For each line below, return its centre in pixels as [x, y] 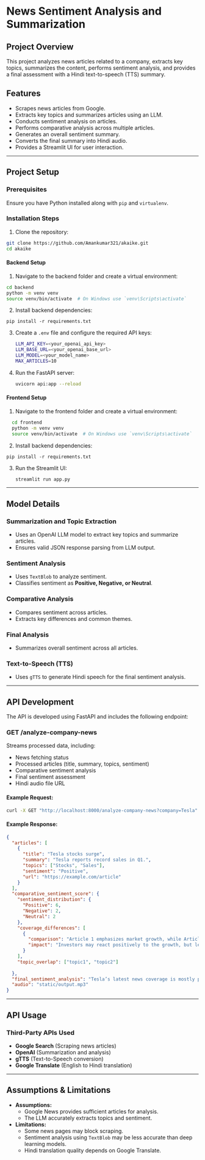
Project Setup [33, 172]
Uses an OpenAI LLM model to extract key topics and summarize [97, 535]
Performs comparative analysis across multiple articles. [85, 128]
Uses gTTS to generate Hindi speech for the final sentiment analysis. [100, 677]
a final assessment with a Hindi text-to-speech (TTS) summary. [86, 74]
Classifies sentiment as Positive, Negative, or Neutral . [84, 583]
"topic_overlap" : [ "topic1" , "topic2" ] [68, 962]
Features [23, 94]
